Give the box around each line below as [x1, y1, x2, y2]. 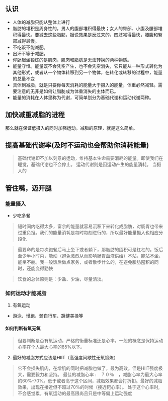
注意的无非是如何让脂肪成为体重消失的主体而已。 [17, 88, 119, 94]
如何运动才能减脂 [5, 290, 47, 297]
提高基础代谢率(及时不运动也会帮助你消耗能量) [5, 141, 149, 150]
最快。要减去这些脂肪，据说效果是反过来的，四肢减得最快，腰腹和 [21, 32, 158, 38]
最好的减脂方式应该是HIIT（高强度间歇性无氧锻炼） [12, 354, 118, 360]
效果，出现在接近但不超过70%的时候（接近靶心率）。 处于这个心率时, [17, 384, 160, 390]
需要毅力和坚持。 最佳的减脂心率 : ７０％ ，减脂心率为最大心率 [26, 371, 162, 377]
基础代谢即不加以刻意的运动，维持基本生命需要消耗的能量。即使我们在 [17, 155, 163, 161]
